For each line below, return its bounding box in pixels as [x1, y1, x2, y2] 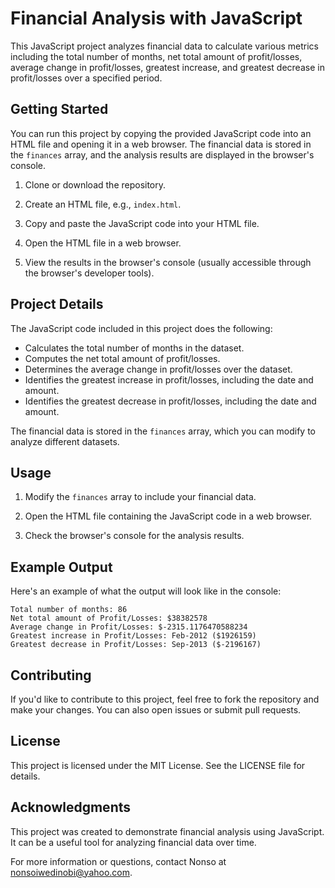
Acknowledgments [10, 799, 132, 816]
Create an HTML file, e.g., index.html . [24, 198, 182, 210]
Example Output [10, 558, 113, 576]
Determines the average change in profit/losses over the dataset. [24, 363, 293, 375]
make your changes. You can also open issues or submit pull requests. [10, 704, 302, 716]
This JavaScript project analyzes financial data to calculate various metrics [10, 40, 319, 52]
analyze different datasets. [10, 435, 120, 447]
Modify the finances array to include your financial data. [24, 491, 257, 503]
